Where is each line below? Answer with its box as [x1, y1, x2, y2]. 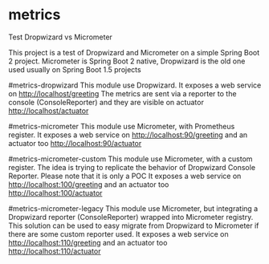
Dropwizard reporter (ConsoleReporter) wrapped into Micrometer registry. [8, 212, 254, 221]
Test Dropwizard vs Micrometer [8, 32, 112, 42]
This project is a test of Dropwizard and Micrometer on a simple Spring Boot [8, 47, 260, 57]
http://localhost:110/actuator [8, 246, 101, 256]
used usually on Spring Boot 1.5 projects [8, 64, 142, 74]
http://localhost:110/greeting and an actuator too [8, 238, 168, 247]
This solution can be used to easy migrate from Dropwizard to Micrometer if [8, 221, 259, 230]
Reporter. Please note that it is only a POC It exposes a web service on [8, 171, 242, 181]
